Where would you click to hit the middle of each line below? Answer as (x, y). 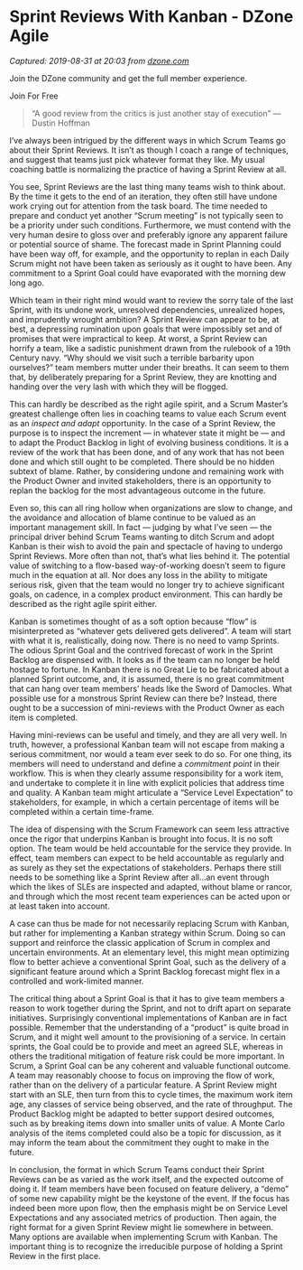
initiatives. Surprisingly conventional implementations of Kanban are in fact (148, 1017)
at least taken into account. (60, 906)
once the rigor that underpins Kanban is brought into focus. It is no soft (141, 838)
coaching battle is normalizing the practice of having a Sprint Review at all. (148, 169)
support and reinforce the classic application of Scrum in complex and (140, 942)
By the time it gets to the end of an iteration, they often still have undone (143, 196)
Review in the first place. (55, 1256)
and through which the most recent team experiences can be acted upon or (150, 896)
